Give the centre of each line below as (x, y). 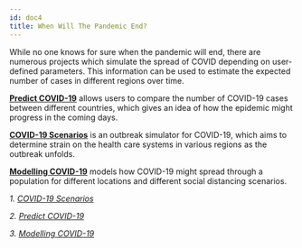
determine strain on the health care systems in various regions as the (138, 144)
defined (24, 71)
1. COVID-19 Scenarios (52, 198)
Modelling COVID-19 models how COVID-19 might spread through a (137, 171)
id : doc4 (26, 18)
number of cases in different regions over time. (97, 80)
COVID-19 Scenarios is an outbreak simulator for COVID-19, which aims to (148, 134)
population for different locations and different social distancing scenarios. (148, 180)
